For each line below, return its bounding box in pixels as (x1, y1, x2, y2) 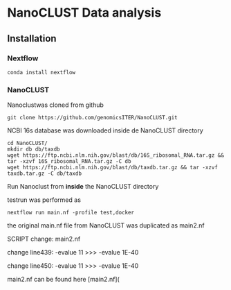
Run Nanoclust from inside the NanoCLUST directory (7, 182, 159, 191)
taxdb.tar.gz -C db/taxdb (7, 170, 82, 178)
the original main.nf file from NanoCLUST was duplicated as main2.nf (7, 221, 205, 230)
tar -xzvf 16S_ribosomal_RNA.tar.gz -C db (7, 158, 131, 165)
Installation (7, 33, 57, 44)
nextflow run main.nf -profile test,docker (7, 210, 135, 216)
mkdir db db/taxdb (7, 146, 60, 153)
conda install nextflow (7, 69, 76, 76)
